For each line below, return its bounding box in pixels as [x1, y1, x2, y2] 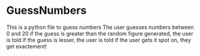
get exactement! [6, 43, 47, 50]
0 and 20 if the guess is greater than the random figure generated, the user [6, 30, 193, 37]
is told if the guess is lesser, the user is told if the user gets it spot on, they [6, 36, 192, 43]
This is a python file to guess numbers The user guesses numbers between [6, 23, 195, 31]
